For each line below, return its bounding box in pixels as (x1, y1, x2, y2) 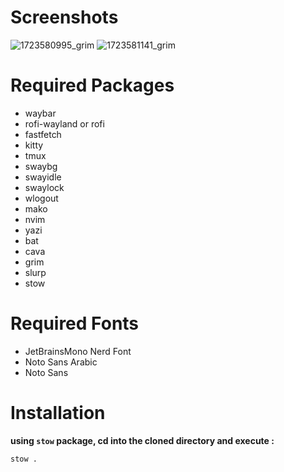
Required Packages (10, 74, 175, 97)
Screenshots (10, 6, 119, 29)
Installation (10, 402, 106, 424)
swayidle (24, 171, 62, 183)
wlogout (24, 192, 59, 204)
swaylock (24, 181, 65, 193)
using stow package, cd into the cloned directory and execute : (10, 434, 275, 446)
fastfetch (24, 128, 62, 140)
